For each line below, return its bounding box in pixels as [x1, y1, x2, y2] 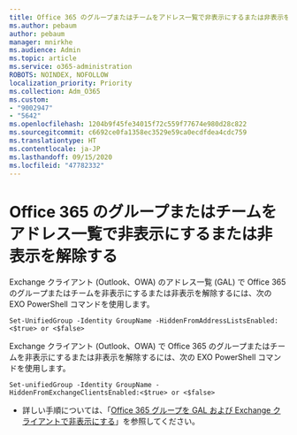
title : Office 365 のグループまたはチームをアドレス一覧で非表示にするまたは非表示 [9, 12, 285, 22]
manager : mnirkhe [9, 37, 73, 47]
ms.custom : [9, 95, 49, 104]
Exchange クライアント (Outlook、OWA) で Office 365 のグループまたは [9, 341, 270, 352]
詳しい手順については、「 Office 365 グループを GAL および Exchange [21, 405, 271, 416]
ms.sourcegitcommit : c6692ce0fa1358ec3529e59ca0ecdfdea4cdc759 [9, 128, 247, 137]
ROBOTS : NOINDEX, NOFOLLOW [9, 71, 109, 80]
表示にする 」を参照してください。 [76, 416, 201, 427]
